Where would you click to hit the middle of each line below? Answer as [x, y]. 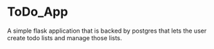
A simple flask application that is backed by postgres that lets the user [107, 31]
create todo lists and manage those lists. [65, 37]
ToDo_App [38, 12]
